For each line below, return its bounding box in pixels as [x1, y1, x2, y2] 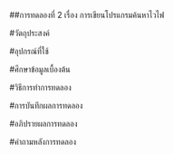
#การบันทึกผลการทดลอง [9, 101, 83, 111]
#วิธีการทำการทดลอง [9, 82, 72, 92]
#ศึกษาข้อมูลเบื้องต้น [9, 64, 71, 74]
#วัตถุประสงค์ [9, 28, 50, 38]
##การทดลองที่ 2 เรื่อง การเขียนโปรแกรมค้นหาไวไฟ [9, 10, 165, 20]
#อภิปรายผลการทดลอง [9, 119, 78, 129]
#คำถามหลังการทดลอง [9, 137, 77, 147]
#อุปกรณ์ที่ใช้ [9, 46, 50, 56]
